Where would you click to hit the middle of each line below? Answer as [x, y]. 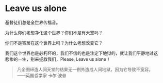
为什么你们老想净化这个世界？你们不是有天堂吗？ [54, 32]
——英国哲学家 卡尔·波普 [41, 75]
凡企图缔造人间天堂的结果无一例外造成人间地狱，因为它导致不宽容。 [85, 69]
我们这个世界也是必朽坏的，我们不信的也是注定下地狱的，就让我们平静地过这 [81, 53]
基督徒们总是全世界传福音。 [33, 22]
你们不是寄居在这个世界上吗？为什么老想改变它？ [54, 43]
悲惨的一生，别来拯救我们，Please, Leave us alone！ [58, 59]
